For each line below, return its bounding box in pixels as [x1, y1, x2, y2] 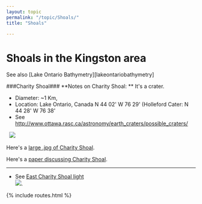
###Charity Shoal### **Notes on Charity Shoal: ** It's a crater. [6, 82, 165, 90]
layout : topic [6, 8, 42, 15]
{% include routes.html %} [6, 192, 72, 199]
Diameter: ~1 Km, [14, 94, 58, 102]
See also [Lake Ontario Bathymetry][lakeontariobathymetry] [6, 71, 155, 78]
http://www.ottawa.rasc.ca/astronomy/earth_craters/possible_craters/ [14, 120, 188, 127]
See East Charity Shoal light [14, 173, 84, 181]
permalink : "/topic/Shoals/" [6, 14, 79, 20]
